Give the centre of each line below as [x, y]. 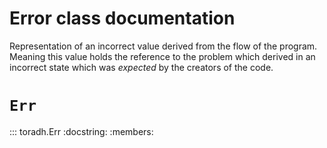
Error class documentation [122, 18]
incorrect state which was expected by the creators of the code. [141, 67]
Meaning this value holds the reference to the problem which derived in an [162, 56]
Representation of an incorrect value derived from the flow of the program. [163, 46]
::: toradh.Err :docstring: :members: [81, 131]
